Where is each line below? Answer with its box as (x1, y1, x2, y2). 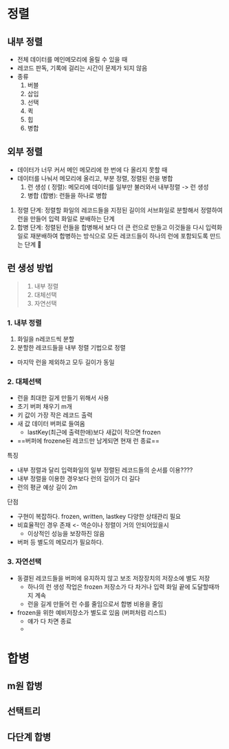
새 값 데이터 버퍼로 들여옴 (17, 420, 86, 428)
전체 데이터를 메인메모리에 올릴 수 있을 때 (17, 56, 128, 63)
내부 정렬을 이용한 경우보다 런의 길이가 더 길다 (17, 475, 140, 483)
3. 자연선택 (7, 557, 42, 567)
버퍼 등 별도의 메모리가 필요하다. (17, 538, 104, 546)
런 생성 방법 (7, 262, 54, 274)
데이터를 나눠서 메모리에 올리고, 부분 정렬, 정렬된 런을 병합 (17, 174, 173, 182)
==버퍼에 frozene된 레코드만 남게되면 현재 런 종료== (17, 437, 160, 445)
